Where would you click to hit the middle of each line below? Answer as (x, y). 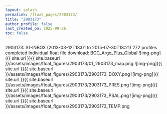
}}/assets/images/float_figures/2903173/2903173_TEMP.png (67, 106)
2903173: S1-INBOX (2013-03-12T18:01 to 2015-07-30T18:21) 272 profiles (81, 47)
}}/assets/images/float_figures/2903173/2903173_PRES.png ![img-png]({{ (81, 85)
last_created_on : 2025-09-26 (36, 29)
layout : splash (21, 10)
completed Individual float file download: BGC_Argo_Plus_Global (71, 53)
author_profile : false (29, 24)
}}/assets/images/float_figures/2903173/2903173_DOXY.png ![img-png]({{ (82, 74)
